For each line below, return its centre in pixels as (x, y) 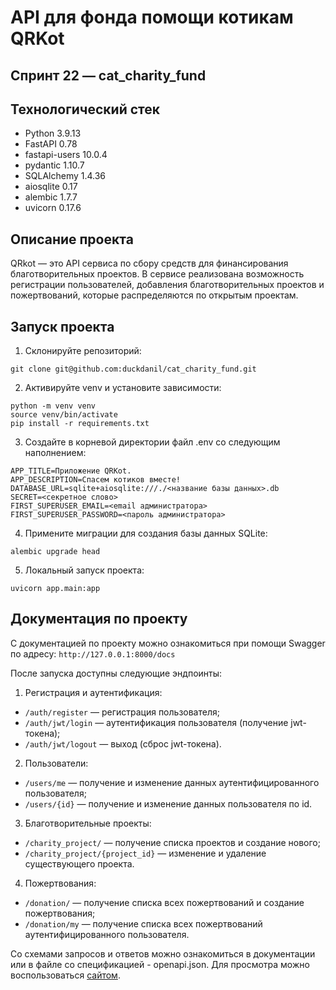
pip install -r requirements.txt (80, 424)
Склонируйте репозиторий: (83, 351)
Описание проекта (72, 239)
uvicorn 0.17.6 (53, 208)
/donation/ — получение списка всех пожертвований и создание (164, 902)
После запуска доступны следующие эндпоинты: (116, 673)
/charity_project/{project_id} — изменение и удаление (145, 853)
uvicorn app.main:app (55, 589)
